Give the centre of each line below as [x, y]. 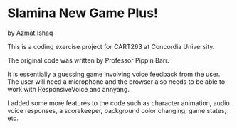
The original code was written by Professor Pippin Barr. [88, 60]
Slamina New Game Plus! [83, 13]
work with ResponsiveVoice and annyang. [68, 89]
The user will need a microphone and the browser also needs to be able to [116, 81]
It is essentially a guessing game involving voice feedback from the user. [114, 74]
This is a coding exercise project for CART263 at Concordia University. [111, 46]
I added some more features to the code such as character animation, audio [118, 103]
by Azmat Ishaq [30, 33]
